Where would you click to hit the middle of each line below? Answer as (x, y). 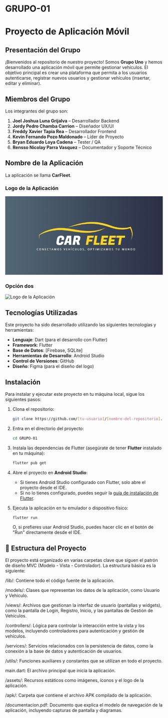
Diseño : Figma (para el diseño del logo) (53, 366)
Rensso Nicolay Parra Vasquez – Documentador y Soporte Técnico (82, 147)
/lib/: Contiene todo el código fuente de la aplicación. (60, 580)
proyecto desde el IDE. (43, 487)
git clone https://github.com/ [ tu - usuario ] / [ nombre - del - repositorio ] (86, 419)
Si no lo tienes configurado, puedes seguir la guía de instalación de (89, 493)
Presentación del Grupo (43, 50)
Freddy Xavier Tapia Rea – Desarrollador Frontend (64, 131)
